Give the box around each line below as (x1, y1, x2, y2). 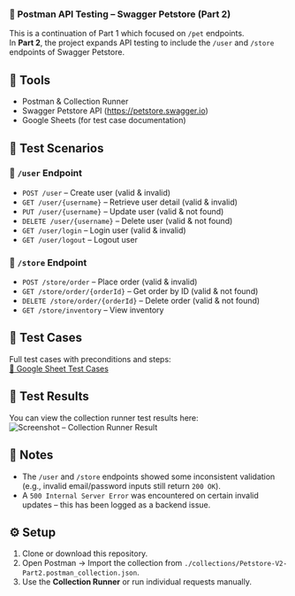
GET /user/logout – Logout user (21, 234, 139, 244)
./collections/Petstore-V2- (184, 560, 288, 569)
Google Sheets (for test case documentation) (21, 115, 187, 126)
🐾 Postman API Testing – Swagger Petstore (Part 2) (9, 8, 231, 20)
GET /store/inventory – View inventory (21, 305, 164, 315)
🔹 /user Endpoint (9, 167, 82, 180)
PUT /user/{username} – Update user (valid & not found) (21, 205, 224, 216)
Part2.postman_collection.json (21, 569, 138, 578)
